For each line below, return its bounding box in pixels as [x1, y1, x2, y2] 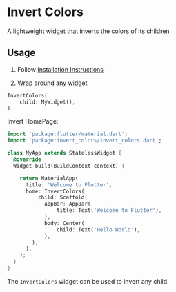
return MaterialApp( [19, 175, 79, 182]
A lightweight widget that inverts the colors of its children [7, 27, 170, 35]
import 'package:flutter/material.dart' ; [7, 130, 128, 138]
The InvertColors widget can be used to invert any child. [7, 277, 169, 285]
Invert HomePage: [7, 117, 59, 126]
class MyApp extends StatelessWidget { [7, 150, 122, 157]
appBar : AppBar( [43, 201, 91, 208]
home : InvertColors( [25, 188, 85, 195]
